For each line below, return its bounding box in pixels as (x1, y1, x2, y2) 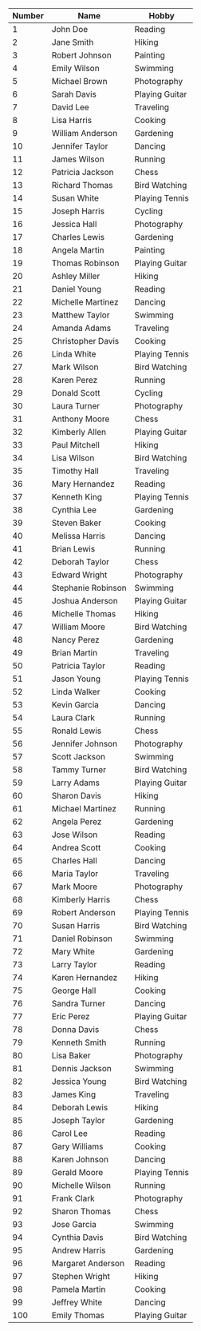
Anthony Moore (51, 413, 110, 424)
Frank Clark (51, 1193, 96, 1204)
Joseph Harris (51, 205, 105, 217)
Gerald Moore (51, 1167, 104, 1178)
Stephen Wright (51, 1271, 110, 1281)
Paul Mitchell (51, 440, 100, 450)
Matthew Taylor (51, 309, 110, 321)
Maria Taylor (51, 868, 99, 879)
